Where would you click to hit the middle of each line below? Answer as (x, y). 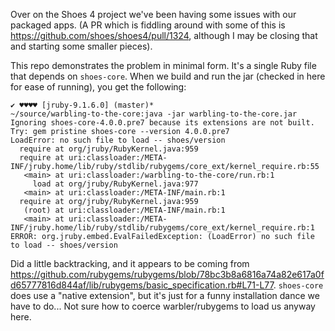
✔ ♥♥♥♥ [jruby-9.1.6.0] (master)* (82, 105)
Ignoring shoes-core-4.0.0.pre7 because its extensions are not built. (162, 123)
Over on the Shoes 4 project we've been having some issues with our (153, 14)
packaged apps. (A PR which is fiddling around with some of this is (148, 25)
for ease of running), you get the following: (98, 87)
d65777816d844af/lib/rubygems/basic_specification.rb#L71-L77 (142, 285)
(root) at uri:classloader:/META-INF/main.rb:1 (124, 210)
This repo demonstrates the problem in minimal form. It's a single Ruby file (163, 65)
